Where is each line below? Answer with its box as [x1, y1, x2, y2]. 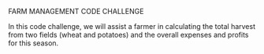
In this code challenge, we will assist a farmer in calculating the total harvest [8, 22, 256, 31]
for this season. [8, 38, 59, 48]
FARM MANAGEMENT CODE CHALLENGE [8, 7, 144, 16]
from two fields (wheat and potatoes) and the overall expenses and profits [8, 31, 249, 39]
